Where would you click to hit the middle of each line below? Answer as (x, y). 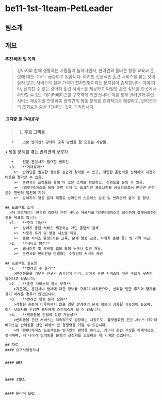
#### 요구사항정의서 (22, 350)
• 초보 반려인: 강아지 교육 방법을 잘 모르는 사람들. (60, 142)
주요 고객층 (34, 132)
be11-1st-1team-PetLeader (59, 8)
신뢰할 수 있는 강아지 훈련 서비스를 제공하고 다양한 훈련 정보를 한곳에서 (90, 89)
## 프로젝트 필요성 (21, 263)
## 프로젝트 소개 (19, 208)
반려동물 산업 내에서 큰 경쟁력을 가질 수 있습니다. (64, 325)
